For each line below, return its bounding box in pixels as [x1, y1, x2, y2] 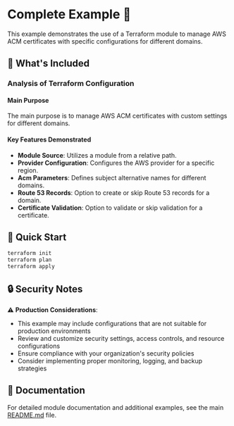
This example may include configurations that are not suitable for [17, 319, 207, 327]
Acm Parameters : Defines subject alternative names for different [17, 173, 207, 182]
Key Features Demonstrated [7, 135, 92, 144]
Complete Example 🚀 [7, 6, 132, 23]
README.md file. [7, 411, 57, 419]
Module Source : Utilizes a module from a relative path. [17, 151, 177, 159]
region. [17, 165, 39, 175]
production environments [17, 327, 91, 335]
